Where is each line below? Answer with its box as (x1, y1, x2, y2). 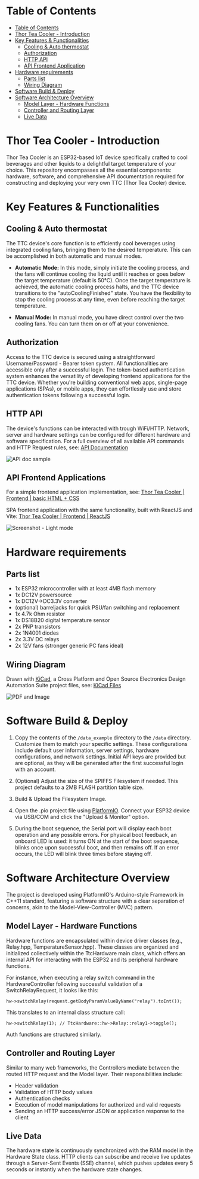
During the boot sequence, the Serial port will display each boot (14, 825, 172, 832)
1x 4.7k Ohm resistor (14, 610, 66, 617)
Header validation (14, 1081, 58, 1089)
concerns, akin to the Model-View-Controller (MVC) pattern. (6, 904, 154, 910)
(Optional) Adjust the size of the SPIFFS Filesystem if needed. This (14, 778, 179, 785)
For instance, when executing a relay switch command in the (6, 974, 155, 981)
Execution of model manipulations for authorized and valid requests (14, 1101, 181, 1108)
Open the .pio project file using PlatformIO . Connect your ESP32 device (14, 807, 190, 814)
